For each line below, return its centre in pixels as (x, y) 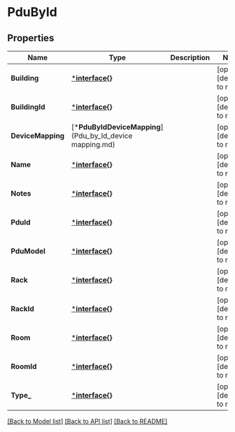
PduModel (28, 251)
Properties (31, 38)
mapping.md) (93, 144)
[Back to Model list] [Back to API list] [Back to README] (87, 421)
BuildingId (28, 107)
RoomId (24, 366)
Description (190, 58)
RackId (22, 309)
